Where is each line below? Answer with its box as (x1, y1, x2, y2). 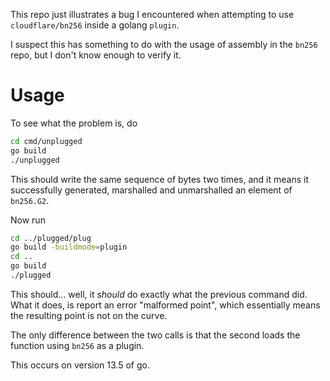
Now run (10, 214, 46, 226)
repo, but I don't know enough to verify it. (10, 49, 182, 61)
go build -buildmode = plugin (10, 242, 128, 253)
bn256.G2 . (10, 194, 50, 206)
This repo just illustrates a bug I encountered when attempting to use (10, 9, 295, 20)
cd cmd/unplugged (10, 136, 83, 146)
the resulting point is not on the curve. (10, 309, 168, 321)
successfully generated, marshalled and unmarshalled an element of (10, 184, 293, 196)
